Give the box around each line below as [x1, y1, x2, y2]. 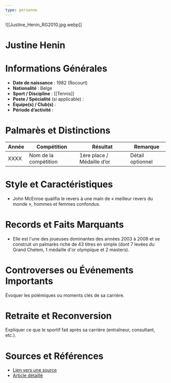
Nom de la [28, 152, 54, 159]
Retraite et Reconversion [5, 310, 112, 322]
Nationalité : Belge [12, 85, 52, 91]
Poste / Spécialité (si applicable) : [12, 95, 84, 102]
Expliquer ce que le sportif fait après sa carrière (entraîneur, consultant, [5, 327, 155, 333]
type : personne [5, 7, 38, 13]
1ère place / [79, 152, 108, 159]
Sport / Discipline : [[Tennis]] [12, 90, 75, 97]
